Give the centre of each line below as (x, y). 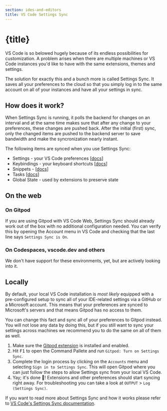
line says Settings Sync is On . (37, 237)
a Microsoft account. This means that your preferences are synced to (77, 305)
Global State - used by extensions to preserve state (65, 180)
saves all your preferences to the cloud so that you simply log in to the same (84, 84)
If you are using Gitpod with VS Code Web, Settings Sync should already (80, 221)
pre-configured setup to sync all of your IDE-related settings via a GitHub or (83, 299)
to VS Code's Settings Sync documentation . (50, 403)
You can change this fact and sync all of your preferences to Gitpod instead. (84, 320)
